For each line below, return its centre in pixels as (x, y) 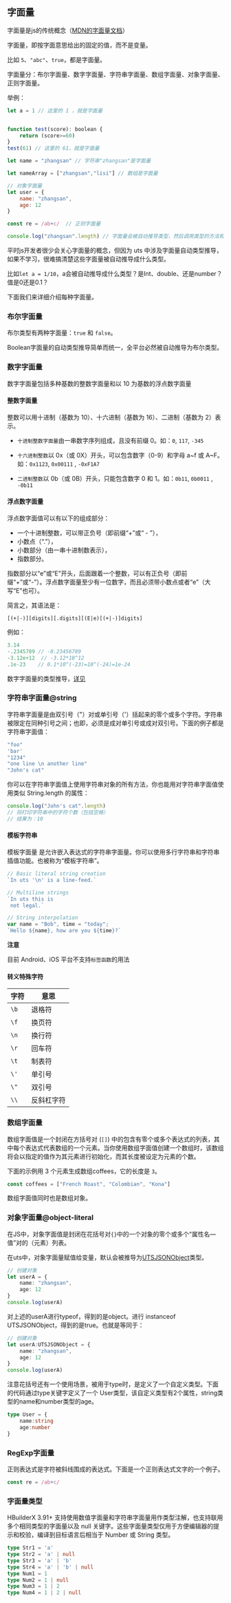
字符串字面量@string (42, 698)
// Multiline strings (38, 892)
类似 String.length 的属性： (51, 793)
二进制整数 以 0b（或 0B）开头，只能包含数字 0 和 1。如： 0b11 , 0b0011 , (115, 478)
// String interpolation (43, 918)
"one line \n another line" (47, 764)
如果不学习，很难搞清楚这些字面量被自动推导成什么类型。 (88, 259)
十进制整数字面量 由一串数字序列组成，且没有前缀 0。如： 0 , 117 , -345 (110, 440)
